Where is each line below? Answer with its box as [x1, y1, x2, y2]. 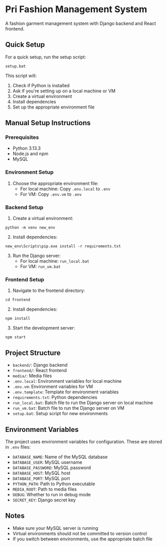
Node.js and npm [12, 151, 49, 157]
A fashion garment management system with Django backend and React [5, 20, 156, 26]
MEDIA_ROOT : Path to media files [12, 486, 77, 492]
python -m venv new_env [5, 225, 56, 230]
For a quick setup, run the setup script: [5, 54, 86, 60]
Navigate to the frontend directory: [12, 287, 85, 294]
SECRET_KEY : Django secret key [12, 497, 76, 503]
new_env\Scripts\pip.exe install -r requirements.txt [5, 244, 121, 249]
